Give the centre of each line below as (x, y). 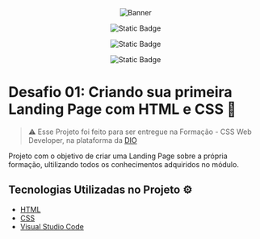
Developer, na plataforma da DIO (82, 140)
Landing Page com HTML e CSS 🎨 (122, 109)
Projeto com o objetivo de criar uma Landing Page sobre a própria (118, 156)
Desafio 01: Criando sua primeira (120, 92)
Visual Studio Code (52, 226)
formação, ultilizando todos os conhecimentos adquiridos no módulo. (124, 164)
